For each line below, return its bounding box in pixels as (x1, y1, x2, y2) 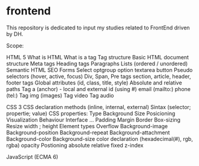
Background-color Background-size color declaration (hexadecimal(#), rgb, (6, 135, 194, 142)
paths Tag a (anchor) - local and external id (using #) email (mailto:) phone (6, 85, 191, 92)
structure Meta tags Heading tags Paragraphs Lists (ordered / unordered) (6, 60, 188, 67)
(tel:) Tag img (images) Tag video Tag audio (6, 92, 114, 99)
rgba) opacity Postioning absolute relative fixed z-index (6, 141, 144, 149)
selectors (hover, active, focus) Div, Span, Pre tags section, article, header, (6, 73, 191, 80)
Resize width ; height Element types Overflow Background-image (6, 122, 168, 129)
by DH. (6, 30, 23, 37)
